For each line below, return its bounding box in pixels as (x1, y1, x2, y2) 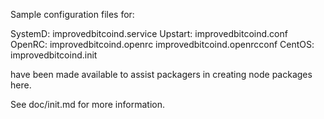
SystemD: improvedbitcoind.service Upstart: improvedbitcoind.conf (10, 28, 288, 39)
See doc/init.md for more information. (10, 99, 165, 110)
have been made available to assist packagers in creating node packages (10, 69, 313, 80)
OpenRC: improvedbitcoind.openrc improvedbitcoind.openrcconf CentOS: (10, 39, 315, 50)
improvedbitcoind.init (10, 49, 98, 61)
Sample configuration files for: (10, 9, 135, 20)
